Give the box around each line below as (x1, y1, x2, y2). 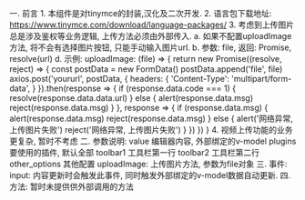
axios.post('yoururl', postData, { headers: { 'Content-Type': (9, 74, 230, 84)
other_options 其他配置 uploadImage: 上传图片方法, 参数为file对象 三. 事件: (9, 158, 288, 169)
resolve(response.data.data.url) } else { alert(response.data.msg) (9, 93, 254, 103)
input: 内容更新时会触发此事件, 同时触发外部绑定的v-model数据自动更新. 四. (9, 170, 291, 180)
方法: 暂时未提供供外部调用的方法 (9, 181, 134, 192)
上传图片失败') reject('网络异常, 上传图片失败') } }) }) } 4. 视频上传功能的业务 (9, 125, 293, 135)
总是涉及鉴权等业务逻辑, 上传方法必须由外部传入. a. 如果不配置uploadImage (9, 31, 292, 41)
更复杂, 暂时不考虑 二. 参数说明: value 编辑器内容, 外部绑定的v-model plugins (9, 135, 297, 146)
